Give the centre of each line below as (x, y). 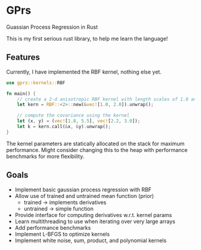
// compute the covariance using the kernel (73, 115)
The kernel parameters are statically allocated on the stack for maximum (95, 144)
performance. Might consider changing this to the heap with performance (97, 150)
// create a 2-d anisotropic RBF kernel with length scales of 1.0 (103, 99)
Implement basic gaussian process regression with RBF (83, 190)
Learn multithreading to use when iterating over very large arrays (95, 221)
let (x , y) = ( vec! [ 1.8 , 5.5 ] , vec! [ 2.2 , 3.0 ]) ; (79, 121)
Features (23, 57)
